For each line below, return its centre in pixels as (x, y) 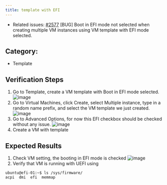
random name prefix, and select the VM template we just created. (81, 108)
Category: (22, 51)
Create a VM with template (40, 130)
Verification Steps (35, 80)
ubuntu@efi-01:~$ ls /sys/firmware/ (44, 173)
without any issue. (32, 124)
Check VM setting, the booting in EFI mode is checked (69, 158)
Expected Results (34, 146)
